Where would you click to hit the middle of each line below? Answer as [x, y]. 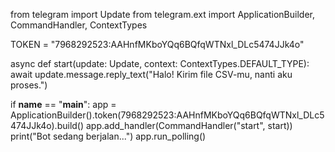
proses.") [29, 85]
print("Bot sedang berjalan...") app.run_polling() [108, 136]
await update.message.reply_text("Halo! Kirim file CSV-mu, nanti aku [151, 74]
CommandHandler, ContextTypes [79, 25]
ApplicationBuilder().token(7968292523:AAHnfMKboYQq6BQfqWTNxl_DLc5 [167, 115]
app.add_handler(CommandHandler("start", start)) [189, 125]
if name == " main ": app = [63, 104]
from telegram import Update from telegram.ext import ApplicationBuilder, [162, 14]
